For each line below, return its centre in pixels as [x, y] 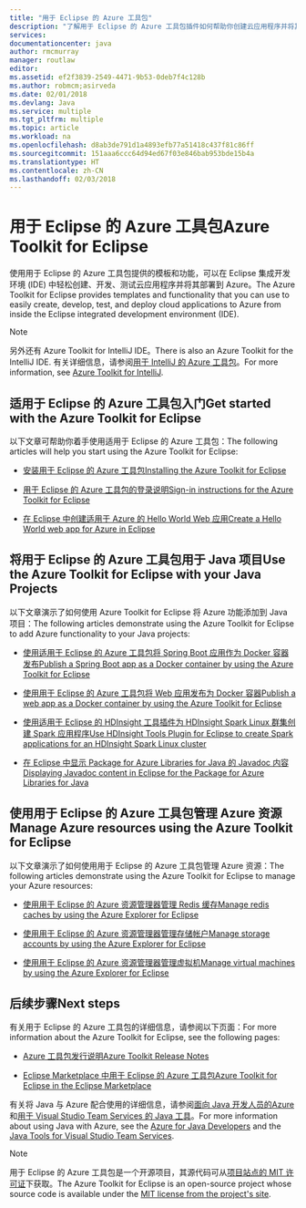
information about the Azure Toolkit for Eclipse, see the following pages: [145, 1038]
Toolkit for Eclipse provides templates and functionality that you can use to [149, 295]
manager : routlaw [42, 60]
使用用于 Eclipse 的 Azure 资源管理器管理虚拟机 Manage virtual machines [159, 962]
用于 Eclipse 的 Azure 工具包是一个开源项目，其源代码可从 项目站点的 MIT [147, 1172]
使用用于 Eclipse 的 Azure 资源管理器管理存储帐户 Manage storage [146, 933]
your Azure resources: [51, 885]
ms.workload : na [40, 137]
